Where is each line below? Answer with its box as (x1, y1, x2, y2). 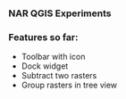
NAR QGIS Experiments (8, 7, 113, 20)
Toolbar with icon (21, 52, 86, 62)
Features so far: (8, 30, 79, 43)
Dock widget (21, 61, 69, 71)
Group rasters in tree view (21, 79, 118, 91)
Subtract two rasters (21, 70, 97, 81)
